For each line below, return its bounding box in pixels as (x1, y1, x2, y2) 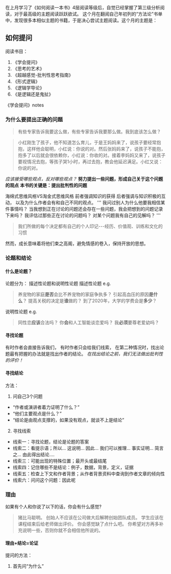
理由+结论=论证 (5, 540, 39, 546)
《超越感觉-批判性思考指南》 (12, 72, 74, 78)
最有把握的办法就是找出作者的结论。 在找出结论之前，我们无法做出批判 (9, 351, 159, 357)
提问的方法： (5, 552, 32, 559)
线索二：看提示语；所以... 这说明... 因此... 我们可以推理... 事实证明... (12, 445, 154, 451)
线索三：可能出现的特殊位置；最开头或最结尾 (12, 457, 107, 464)
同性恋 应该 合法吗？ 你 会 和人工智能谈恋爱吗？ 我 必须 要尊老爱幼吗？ (17, 319, 159, 326)
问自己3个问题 (12, 393, 43, 399)
